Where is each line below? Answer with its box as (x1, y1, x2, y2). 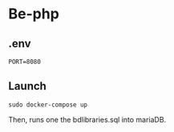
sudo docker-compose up (8, 101, 88, 109)
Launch (8, 79, 47, 93)
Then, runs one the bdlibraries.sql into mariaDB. (8, 114, 167, 124)
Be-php (8, 5, 60, 23)
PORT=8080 (8, 58, 42, 66)
